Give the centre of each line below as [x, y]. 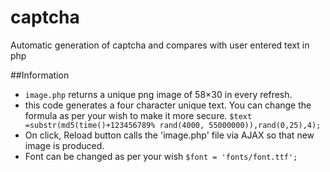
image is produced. [64, 145]
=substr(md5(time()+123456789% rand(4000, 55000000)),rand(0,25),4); [173, 125]
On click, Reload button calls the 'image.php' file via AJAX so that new [169, 135]
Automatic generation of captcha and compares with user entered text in [160, 45]
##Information [40, 75]
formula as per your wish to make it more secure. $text [138, 115]
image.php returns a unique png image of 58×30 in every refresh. [158, 94]
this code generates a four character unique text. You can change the [168, 105]
